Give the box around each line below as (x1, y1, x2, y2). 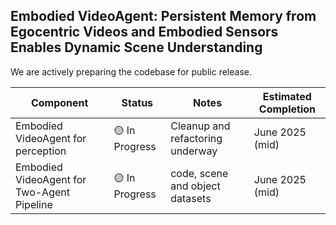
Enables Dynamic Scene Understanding (10, 39, 263, 56)
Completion (258, 102, 316, 116)
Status (121, 95, 154, 109)
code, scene (170, 166, 229, 180)
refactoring (170, 131, 223, 145)
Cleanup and (170, 119, 231, 133)
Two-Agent (15, 185, 70, 199)
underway (170, 144, 218, 158)
